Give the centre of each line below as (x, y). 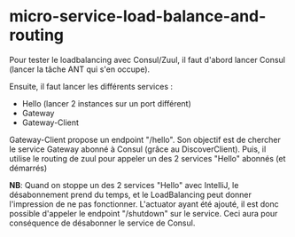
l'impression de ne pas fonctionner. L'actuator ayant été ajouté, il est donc (144, 204)
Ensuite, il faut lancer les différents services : (91, 86)
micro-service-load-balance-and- (138, 16)
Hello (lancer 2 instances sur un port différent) (107, 103)
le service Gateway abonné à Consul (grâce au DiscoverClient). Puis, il (138, 149)
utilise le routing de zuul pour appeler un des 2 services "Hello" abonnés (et (147, 158)
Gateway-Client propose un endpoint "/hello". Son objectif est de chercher (145, 139)
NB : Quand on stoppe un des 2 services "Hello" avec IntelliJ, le (124, 185)
